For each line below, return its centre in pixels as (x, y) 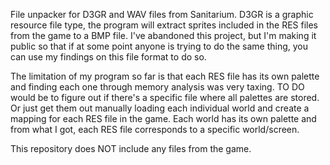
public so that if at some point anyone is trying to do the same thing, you (159, 46)
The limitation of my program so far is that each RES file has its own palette (165, 76)
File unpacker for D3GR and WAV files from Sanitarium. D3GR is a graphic (162, 14)
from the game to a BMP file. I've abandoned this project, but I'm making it (163, 35)
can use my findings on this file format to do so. (108, 57)
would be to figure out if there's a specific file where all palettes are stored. (165, 97)
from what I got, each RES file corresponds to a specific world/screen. (155, 129)
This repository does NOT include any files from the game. (131, 148)
